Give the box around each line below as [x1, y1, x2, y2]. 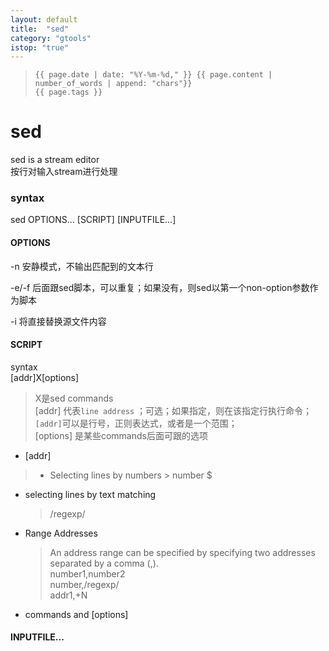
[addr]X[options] [10, 371, 80, 383]
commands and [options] [24, 608, 129, 620]
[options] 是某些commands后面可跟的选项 [34, 429, 208, 441]
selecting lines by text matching [24, 488, 157, 500]
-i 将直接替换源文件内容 [10, 315, 107, 327]
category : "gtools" [10, 33, 92, 43]
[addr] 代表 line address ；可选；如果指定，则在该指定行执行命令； [34, 404, 313, 416]
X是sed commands [34, 392, 114, 404]
